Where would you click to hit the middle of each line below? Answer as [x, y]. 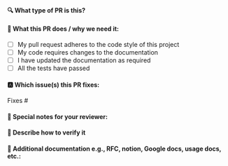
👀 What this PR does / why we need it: [63, 29]
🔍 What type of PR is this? [47, 10]
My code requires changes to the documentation [88, 52]
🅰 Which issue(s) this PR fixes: [54, 85]
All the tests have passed [54, 68]
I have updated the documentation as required [84, 60]
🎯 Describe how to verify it [47, 132]
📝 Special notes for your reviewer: [58, 116]
